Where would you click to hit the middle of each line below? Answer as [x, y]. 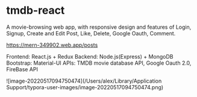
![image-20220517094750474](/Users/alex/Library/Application [84, 81]
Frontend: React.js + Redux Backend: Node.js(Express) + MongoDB [90, 56]
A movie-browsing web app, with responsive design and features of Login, [99, 27]
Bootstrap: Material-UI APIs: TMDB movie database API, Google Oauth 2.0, [99, 63]
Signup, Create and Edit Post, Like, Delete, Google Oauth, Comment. [91, 33]
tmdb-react [36, 10]
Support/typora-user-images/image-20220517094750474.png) [85, 87]
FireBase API [22, 69]
